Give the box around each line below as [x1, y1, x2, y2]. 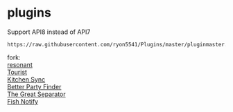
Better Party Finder [7, 82, 62, 91]
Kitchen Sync [7, 75, 46, 84]
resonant [7, 60, 33, 68]
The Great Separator [7, 90, 66, 98]
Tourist [7, 68, 28, 76]
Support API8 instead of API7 [7, 28, 91, 36]
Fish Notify [7, 97, 39, 105]
